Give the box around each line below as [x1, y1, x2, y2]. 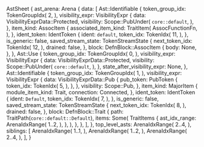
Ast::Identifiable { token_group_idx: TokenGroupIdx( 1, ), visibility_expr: [6, 70, 182, 76]
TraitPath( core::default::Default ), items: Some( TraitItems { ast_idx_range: [6, 114, 196, 122]
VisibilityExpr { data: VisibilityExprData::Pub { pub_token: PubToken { [6, 76, 178, 83]
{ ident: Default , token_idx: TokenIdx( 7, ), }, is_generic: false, [6, 95, 159, 102]
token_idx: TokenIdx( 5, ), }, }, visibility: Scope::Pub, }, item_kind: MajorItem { [6, 82, 198, 90]
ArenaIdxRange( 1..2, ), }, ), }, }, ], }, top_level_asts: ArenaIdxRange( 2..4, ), [6, 121, 192, 128]
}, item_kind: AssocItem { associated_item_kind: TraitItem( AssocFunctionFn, [6, 24, 197, 31]
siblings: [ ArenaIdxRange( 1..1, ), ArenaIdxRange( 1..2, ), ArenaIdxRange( [6, 127, 187, 134]
